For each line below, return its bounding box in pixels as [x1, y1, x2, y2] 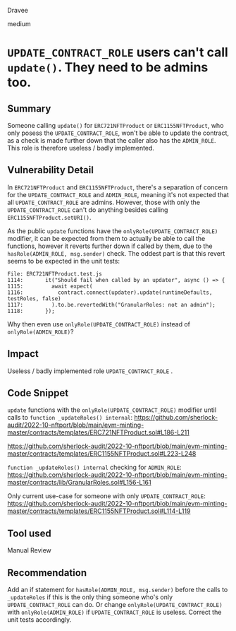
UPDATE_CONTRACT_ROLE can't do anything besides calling [7, 205, 168, 214]
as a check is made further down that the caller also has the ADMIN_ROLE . [7, 136, 216, 144]
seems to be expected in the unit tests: [7, 256, 120, 265]
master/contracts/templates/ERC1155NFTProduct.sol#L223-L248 [7, 449, 197, 458]
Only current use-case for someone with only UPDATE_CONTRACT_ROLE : [7, 492, 206, 500]
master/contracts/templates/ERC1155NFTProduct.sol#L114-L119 [7, 507, 191, 515]
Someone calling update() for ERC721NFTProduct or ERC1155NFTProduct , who [7, 122, 224, 129]
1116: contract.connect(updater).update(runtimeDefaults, [7, 289, 213, 296]
